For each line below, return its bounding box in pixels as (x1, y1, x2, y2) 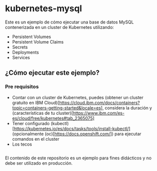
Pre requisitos (5, 84, 39, 90)
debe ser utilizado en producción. (5, 160, 73, 166)
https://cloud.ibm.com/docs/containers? (59, 100, 140, 106)
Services (12, 54, 30, 60)
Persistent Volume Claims (12, 39, 64, 44)
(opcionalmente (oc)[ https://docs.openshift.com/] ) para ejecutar (12, 130, 141, 137)
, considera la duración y (102, 105, 152, 110)
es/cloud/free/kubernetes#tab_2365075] (12, 115, 95, 121)
